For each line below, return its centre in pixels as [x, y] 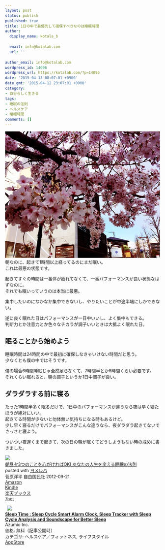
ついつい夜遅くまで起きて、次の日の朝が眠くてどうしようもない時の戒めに [80, 442]
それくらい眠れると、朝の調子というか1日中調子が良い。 [62, 377]
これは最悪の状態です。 [29, 268]
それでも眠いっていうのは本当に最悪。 [44, 291]
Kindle [12, 487]
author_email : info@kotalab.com [38, 62]
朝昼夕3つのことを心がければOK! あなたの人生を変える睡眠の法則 [71, 464]
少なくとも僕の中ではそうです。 [37, 360]
